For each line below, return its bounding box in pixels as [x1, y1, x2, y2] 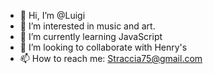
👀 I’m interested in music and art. [19, 20, 156, 32]
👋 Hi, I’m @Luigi [19, 10, 86, 21]
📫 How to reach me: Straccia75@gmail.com [19, 53, 203, 64]
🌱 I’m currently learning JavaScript [19, 31, 163, 42]
